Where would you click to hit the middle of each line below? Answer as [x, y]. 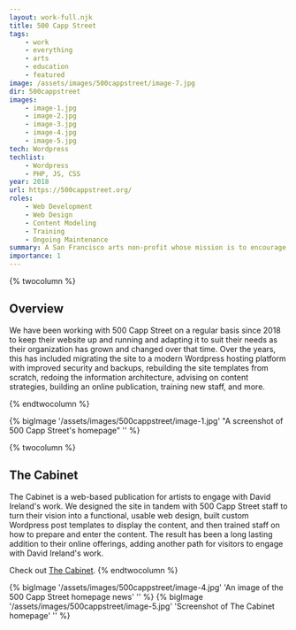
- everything [49, 50]
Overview [37, 309]
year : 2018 [29, 182]
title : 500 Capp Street [53, 26]
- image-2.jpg [51, 116]
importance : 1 [35, 256]
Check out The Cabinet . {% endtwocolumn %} [94, 570]
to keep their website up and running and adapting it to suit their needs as [144, 339]
